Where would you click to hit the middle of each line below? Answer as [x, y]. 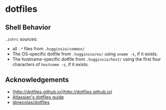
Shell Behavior [28, 27]
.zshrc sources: [21, 39]
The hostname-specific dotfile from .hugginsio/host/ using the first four [86, 59]
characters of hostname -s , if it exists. [51, 64]
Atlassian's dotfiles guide [38, 97]
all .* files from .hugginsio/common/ [48, 49]
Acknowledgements [37, 80]
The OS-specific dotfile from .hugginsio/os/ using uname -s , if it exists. [85, 54]
